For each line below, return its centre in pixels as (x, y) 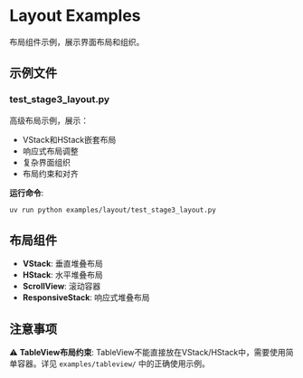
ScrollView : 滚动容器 (62, 287)
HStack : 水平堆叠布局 (63, 275)
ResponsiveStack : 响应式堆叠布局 (86, 298)
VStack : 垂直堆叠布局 (63, 264)
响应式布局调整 (50, 151)
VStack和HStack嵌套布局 (69, 139)
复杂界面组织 (46, 162)
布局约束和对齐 (50, 174)
